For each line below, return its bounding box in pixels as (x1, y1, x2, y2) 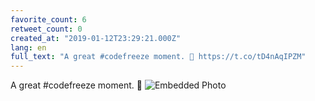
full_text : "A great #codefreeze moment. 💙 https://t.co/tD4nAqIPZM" (10, 52, 307, 62)
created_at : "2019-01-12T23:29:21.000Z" (10, 33, 182, 43)
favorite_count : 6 (10, 14, 87, 25)
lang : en (10, 42, 47, 53)
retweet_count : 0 (10, 24, 83, 34)
